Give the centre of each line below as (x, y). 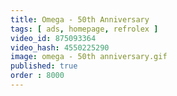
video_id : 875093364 (53, 38)
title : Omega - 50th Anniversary (80, 19)
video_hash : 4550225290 (60, 47)
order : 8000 (37, 76)
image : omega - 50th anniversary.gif (89, 57)
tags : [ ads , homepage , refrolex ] (84, 29)
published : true (44, 66)
